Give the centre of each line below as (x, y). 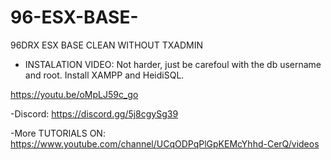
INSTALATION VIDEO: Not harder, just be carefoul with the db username (173, 64)
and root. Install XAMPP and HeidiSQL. (104, 75)
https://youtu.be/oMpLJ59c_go (74, 94)
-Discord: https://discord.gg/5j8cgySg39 (94, 113)
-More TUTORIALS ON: (58, 133)
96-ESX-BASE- (74, 17)
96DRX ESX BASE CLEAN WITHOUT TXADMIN (106, 45)
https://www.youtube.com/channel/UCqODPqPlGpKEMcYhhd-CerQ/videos (165, 143)
